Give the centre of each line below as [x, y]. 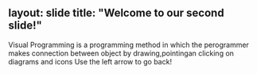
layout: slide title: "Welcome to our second [116, 13]
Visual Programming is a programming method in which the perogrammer [128, 45]
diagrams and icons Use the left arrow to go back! [90, 61]
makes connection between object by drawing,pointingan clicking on [121, 53]
